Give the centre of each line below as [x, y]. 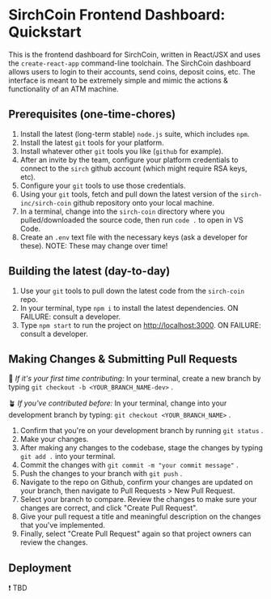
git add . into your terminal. [68, 457]
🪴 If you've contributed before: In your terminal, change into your [118, 403]
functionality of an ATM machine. [64, 89]
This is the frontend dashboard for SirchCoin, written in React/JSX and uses [135, 54]
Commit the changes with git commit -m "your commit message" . [129, 465]
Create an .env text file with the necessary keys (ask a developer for [134, 237]
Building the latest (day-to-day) [89, 272]
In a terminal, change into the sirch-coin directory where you [122, 211]
